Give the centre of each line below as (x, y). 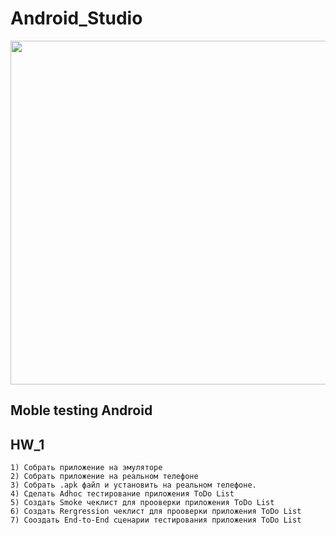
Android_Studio (76, 18)
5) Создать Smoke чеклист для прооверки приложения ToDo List (142, 503)
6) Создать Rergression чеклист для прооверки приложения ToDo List (156, 512)
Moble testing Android (81, 410)
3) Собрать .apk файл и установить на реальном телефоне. (133, 485)
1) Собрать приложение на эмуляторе (86, 468)
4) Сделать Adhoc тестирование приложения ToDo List (122, 494)
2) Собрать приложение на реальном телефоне (104, 477)
